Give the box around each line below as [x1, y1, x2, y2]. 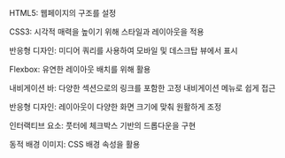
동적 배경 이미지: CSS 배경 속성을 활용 [9, 139, 141, 149]
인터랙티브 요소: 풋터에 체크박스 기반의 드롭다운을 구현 [9, 120, 196, 131]
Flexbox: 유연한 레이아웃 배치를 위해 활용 [9, 64, 151, 74]
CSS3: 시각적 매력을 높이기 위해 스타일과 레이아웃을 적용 [9, 26, 204, 37]
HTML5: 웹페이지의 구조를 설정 [9, 8, 117, 18]
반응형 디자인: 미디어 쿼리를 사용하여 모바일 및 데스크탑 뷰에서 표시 [9, 45, 238, 56]
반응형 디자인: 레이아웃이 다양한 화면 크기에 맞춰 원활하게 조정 [9, 102, 222, 112]
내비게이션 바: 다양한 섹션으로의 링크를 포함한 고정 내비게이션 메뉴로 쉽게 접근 [9, 83, 276, 93]
